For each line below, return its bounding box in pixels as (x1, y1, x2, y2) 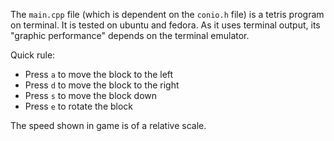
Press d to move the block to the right (24, 79, 180, 91)
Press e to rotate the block (24, 100, 134, 112)
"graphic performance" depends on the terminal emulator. (10, 30, 250, 41)
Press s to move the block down (24, 90, 157, 101)
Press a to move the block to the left (24, 69, 174, 80)
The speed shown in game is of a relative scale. (10, 120, 207, 131)
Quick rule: (10, 49, 56, 61)
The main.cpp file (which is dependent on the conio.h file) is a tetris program (10, 9, 325, 20)
